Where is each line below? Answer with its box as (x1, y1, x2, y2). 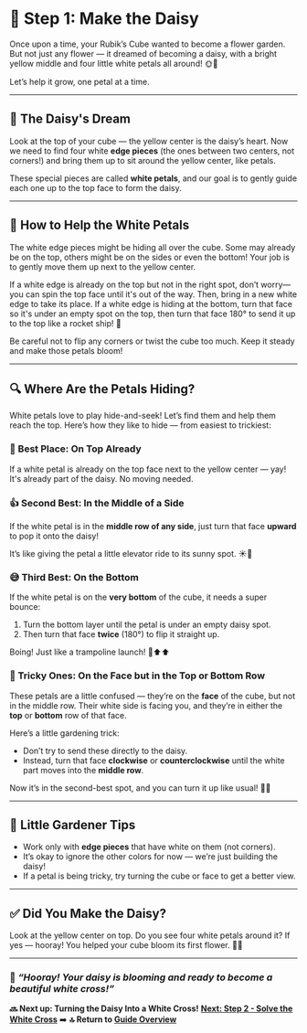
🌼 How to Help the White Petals (9, 218, 190, 233)
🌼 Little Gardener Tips (9, 817, 136, 833)
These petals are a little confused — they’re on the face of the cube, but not (9, 690, 295, 701)
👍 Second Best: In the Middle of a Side (9, 496, 185, 509)
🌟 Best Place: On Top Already (9, 442, 142, 455)
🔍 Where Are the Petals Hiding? (9, 381, 196, 397)
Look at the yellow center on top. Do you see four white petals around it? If (9, 930, 291, 941)
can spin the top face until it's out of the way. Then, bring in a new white (26, 288, 298, 300)
